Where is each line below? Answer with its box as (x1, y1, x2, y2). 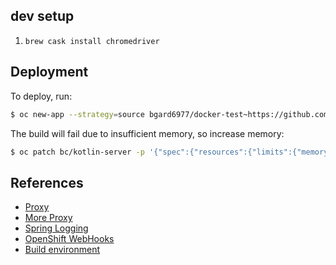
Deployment (10, 64, 89, 81)
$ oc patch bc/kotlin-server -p (10, 147, 145, 157)
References (10, 174, 84, 191)
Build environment (24, 244, 100, 256)
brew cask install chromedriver (24, 36, 160, 46)
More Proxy (24, 212, 73, 224)
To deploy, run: (10, 90, 73, 102)
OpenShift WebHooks (24, 233, 115, 245)
